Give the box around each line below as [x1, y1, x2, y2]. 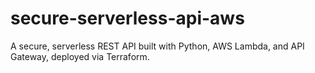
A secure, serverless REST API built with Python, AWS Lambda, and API [10, 40, 305, 52]
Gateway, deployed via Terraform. [10, 50, 150, 62]
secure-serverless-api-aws [10, 7, 245, 30]
